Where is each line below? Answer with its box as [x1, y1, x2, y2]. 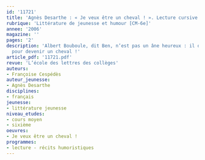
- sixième [6, 122, 32, 128]
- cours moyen [6, 116, 43, 122]
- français [6, 94, 34, 100]
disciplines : [6, 88, 40, 94]
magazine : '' [6, 32, 40, 38]
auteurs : [6, 65, 29, 72]
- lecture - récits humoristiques [6, 144, 95, 151]
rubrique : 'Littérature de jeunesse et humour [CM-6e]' [6, 20, 151, 26]
